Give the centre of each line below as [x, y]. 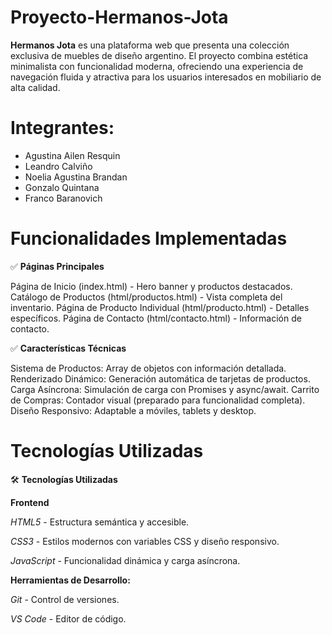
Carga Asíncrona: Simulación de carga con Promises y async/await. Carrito [165, 389]
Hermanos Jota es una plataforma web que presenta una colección [150, 45]
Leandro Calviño [58, 166]
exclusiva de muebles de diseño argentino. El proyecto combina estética [159, 55]
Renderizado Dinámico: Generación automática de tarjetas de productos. [160, 378]
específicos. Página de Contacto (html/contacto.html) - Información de [156, 318]
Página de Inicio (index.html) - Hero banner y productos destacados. [151, 286]
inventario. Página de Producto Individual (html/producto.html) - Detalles [160, 307]
